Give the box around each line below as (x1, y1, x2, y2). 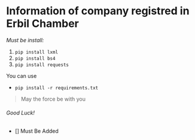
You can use (6, 72, 37, 79)
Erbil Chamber (6, 17, 79, 30)
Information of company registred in (6, 4, 190, 18)
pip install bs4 (14, 55, 56, 61)
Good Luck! (6, 109, 35, 116)
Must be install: (6, 36, 44, 43)
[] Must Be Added (14, 127, 59, 135)
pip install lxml (14, 49, 59, 55)
